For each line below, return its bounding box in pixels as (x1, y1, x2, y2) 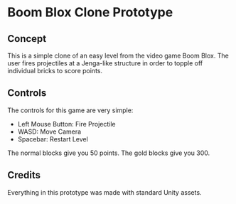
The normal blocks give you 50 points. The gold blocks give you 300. (7, 149, 210, 157)
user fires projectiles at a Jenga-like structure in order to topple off (7, 59, 203, 68)
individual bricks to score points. (7, 67, 103, 75)
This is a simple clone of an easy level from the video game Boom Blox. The (7, 51, 229, 60)
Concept (7, 33, 47, 45)
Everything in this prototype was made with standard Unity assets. (7, 188, 202, 196)
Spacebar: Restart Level (17, 134, 89, 143)
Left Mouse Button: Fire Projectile (17, 119, 116, 128)
